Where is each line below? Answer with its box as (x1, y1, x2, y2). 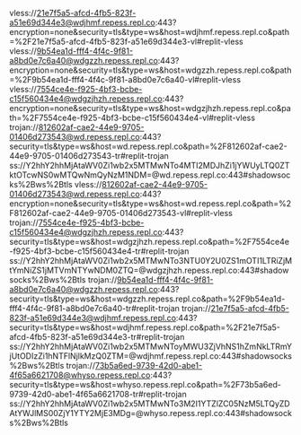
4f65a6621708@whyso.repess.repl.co (9, 370, 151, 380)
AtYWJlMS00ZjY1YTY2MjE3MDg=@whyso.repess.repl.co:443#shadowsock (9, 408, 292, 418)
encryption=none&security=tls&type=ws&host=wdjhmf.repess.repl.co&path (9, 27, 290, 37)
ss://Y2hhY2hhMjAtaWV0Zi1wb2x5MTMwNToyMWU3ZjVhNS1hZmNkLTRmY (9, 341, 292, 352)
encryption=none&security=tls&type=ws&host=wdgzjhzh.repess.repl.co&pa (9, 103, 292, 113)
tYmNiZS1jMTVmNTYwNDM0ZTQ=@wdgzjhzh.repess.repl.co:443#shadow (9, 265, 289, 275)
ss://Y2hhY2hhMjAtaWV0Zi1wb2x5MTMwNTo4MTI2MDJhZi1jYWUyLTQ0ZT (9, 161, 290, 170)
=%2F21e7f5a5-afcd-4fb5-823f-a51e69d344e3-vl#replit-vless (9, 36, 244, 47)
